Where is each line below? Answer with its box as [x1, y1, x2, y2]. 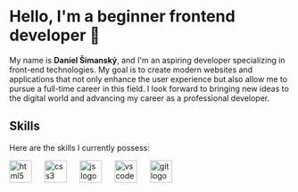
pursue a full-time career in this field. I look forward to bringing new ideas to [9, 83, 290, 94]
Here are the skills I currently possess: [9, 142, 150, 153]
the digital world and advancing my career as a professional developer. [9, 92, 270, 104]
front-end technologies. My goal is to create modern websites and [9, 64, 252, 75]
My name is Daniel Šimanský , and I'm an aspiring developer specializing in [9, 54, 286, 65]
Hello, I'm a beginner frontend [9, 6, 236, 27]
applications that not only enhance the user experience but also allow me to [9, 73, 288, 84]
